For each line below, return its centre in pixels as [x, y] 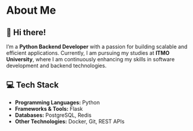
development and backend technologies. [56, 65]
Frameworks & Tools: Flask [49, 108]
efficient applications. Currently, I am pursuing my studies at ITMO [88, 53]
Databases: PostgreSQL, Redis [53, 115]
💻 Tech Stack [33, 85]
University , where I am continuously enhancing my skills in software [91, 59]
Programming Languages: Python [57, 102]
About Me [31, 10]
